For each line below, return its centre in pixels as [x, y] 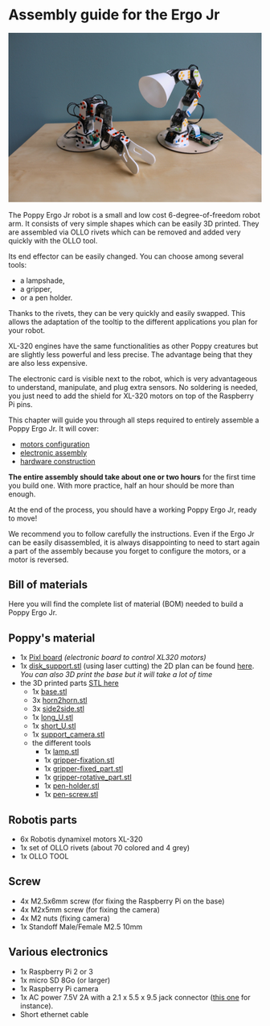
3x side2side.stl [58, 709]
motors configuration [55, 444]
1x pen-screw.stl [71, 795]
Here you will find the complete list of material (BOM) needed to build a [126, 604]
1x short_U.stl [54, 726]
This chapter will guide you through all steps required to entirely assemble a [134, 420]
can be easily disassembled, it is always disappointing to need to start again [134, 542]
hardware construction [57, 461]
